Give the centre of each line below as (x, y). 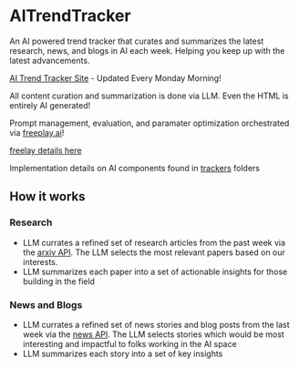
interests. (40, 261)
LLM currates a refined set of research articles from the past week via (154, 242)
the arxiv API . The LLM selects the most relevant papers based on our (154, 252)
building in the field (59, 281)
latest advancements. (50, 60)
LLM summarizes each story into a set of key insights (123, 353)
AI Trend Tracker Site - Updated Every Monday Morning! (115, 77)
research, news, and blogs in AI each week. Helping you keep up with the (147, 50)
